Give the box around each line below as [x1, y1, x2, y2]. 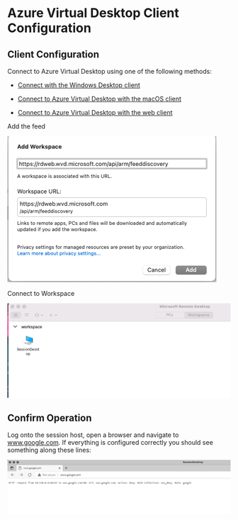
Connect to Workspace [7, 289, 75, 297]
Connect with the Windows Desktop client [17, 81, 140, 89]
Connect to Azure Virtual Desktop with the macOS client [17, 94, 182, 103]
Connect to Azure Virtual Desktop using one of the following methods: [7, 67, 212, 75]
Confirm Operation [7, 411, 92, 424]
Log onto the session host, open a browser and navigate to [7, 431, 179, 439]
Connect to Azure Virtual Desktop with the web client [17, 109, 173, 116]
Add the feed [7, 122, 46, 131]
